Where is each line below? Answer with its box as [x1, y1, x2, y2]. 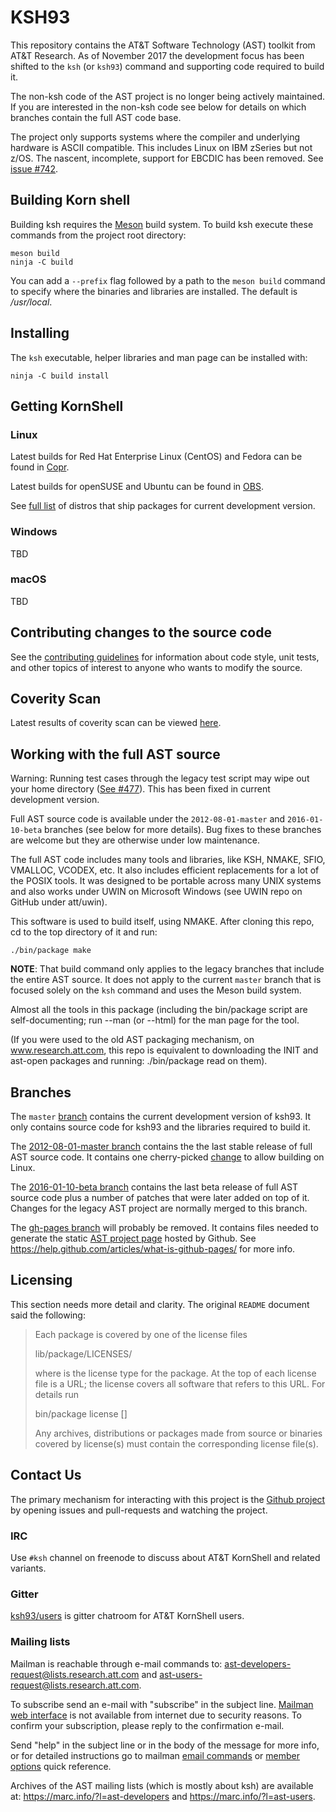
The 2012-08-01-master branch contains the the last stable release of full [10, 1141, 313, 1153]
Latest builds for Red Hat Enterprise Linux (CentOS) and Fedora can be [10, 451, 303, 463]
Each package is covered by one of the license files [34, 1328, 248, 1340]
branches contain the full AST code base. [10, 111, 182, 123]
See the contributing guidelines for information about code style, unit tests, [10, 651, 320, 663]
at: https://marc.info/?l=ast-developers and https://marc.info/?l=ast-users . [10, 1790, 316, 1802]
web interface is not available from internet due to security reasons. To [10, 1709, 302, 1721]
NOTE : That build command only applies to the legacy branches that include [10, 963, 325, 975]
